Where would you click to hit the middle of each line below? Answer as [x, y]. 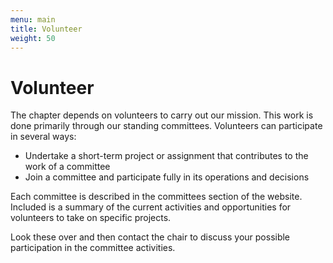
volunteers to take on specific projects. [91, 218]
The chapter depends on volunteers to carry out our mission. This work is [162, 115]
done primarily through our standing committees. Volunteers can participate [166, 126]
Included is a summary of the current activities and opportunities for [151, 207]
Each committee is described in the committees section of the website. [156, 197]
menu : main [33, 19]
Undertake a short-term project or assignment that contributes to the [166, 156]
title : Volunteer [46, 29]
